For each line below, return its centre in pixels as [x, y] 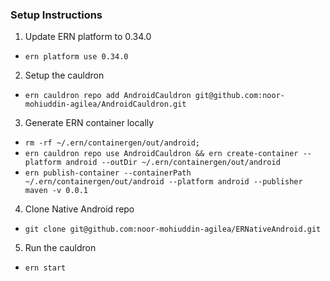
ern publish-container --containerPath [108, 173]
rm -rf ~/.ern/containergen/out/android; [112, 143]
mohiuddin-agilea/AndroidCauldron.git [105, 104]
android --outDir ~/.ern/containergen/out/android [173, 163]
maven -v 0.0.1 [56, 191]
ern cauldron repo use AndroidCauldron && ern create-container [161, 154]
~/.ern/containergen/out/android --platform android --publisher [163, 182]
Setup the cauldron [64, 75]
